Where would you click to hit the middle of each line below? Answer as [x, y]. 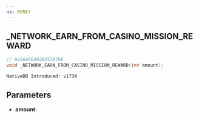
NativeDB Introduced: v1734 [42, 76]
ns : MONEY [19, 12]
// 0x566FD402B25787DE [35, 60]
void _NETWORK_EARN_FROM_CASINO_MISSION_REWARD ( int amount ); [85, 65]
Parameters [29, 95]
